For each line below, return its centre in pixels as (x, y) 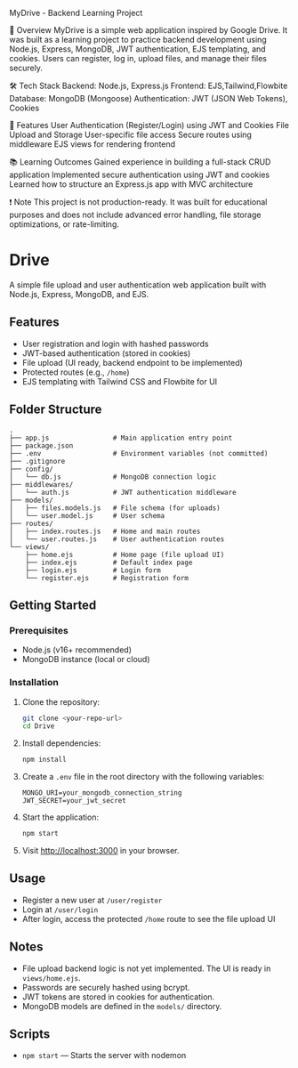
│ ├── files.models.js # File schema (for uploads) (115, 508)
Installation (34, 683)
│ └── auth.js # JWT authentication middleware (123, 492)
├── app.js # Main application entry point (121, 438)
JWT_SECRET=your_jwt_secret (74, 801)
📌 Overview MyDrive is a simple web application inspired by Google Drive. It (149, 30)
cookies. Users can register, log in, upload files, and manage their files (138, 58)
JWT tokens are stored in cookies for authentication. (118, 997)
